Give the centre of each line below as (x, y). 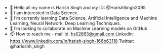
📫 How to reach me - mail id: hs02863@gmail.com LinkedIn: (72, 34)
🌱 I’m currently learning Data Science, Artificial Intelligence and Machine (83, 18)
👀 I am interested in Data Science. (44, 13)
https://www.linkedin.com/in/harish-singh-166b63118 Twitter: (72, 41)
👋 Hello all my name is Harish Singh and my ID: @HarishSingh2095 (78, 8)
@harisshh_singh (27, 46)
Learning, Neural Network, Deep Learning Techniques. (65, 23)
